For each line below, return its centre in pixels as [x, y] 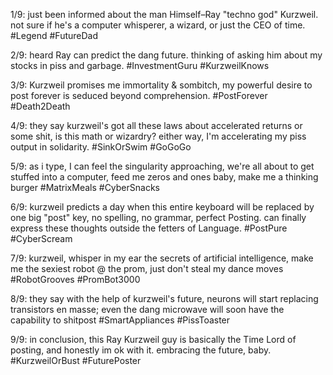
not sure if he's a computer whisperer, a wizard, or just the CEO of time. [158, 25]
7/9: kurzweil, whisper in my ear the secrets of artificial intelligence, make [162, 258]
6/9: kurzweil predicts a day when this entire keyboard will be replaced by [162, 207]
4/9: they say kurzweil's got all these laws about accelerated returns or [156, 125]
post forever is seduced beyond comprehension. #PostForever [139, 95]
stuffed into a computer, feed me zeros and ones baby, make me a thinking [164, 177]
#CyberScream [41, 238]
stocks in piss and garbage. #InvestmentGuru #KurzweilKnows [140, 65]
